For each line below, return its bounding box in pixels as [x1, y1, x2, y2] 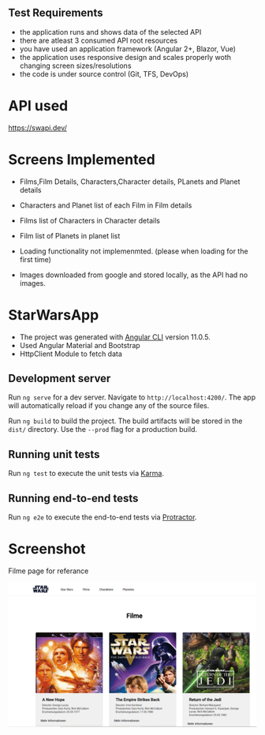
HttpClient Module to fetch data [19, 349, 122, 358]
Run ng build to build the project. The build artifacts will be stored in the [8, 416, 243, 426]
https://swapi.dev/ [8, 122, 67, 133]
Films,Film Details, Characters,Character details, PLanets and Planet [19, 177, 241, 186]
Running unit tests [8, 448, 100, 461]
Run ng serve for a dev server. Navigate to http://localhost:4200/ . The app [8, 392, 256, 402]
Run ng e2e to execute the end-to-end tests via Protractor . [8, 512, 197, 522]
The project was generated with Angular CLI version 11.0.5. [19, 332, 211, 342]
